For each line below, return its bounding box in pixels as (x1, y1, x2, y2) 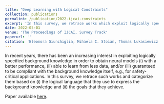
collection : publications (5, 12, 58, 17)
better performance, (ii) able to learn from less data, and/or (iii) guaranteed (5, 63, 156, 69)
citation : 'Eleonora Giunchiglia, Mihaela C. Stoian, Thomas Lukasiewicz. (5, 39, 161, 44)
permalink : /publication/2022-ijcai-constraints (5, 16, 106, 21)
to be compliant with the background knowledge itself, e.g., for (5, 68, 131, 74)
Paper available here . (5, 93, 48, 99)
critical (5, 73, 19, 79)
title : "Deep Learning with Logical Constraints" (5, 7, 108, 12)
